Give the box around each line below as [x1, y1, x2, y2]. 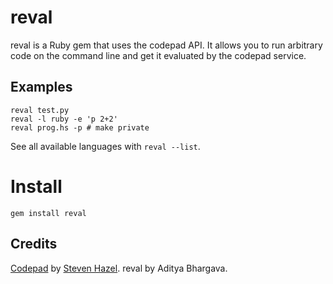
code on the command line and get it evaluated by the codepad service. [10, 49, 307, 61]
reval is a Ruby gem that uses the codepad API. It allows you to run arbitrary [10, 39, 323, 51]
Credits [10, 236, 58, 253]
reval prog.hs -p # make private [10, 122, 150, 133]
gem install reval [10, 208, 87, 218]
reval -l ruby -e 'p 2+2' [10, 114, 118, 124]
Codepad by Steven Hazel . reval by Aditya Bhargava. [10, 262, 228, 274]
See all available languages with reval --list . [10, 140, 201, 152]
